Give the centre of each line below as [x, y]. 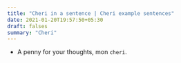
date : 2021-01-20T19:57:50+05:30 [55, 20]
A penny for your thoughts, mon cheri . [72, 52]
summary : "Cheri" [32, 33]
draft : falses [28, 26]
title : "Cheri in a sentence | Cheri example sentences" [91, 13]
